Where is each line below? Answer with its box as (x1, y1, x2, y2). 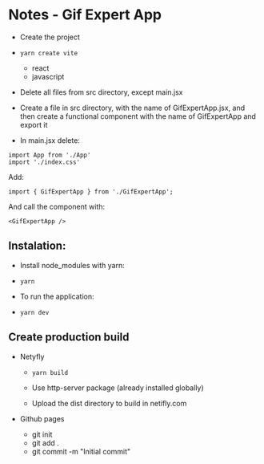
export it (19, 120, 48, 129)
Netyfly (19, 352, 45, 361)
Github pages (19, 413, 65, 423)
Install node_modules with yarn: (19, 260, 126, 270)
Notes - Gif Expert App (8, 6, 162, 24)
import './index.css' (8, 158, 81, 166)
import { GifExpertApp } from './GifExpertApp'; (8, 187, 174, 196)
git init (31, 429, 53, 439)
